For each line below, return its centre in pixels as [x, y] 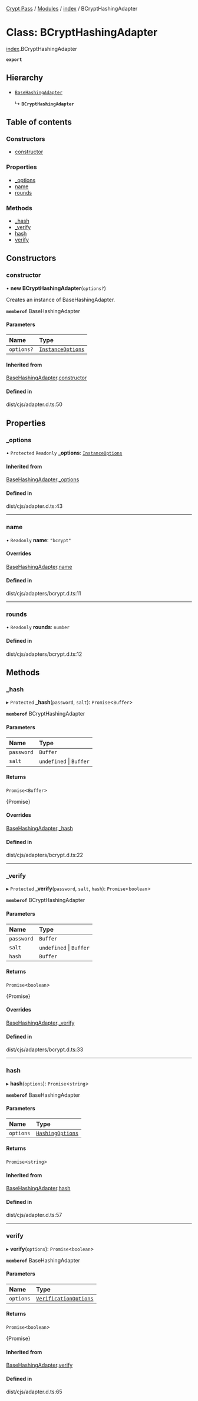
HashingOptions [57, 1133]
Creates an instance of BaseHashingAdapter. [61, 299]
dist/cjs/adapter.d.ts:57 [34, 1215]
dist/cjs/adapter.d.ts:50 [34, 404]
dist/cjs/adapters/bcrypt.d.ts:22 [45, 855]
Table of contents [39, 122]
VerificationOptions [65, 1298]
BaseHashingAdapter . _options [43, 479]
